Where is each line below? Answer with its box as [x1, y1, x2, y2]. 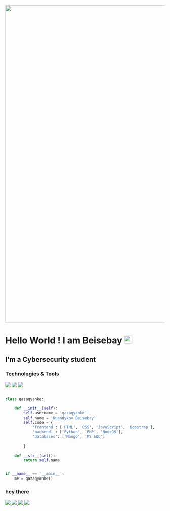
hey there [5, 488, 29, 495]
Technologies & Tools [5, 370, 59, 377]
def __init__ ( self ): [14, 406, 58, 411]
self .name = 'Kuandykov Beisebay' [23, 415, 96, 421]
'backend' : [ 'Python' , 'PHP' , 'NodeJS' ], [32, 429, 123, 435]
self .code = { [23, 420, 53, 425]
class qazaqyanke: [5, 396, 44, 402]
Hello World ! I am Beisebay [5, 335, 122, 346]
